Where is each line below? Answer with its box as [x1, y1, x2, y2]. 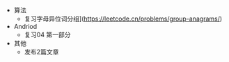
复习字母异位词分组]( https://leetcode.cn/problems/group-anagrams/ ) [24, 14, 223, 23]
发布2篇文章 [24, 48, 59, 56]
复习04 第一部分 [24, 30, 71, 39]
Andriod [13, 23, 38, 30]
